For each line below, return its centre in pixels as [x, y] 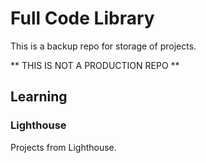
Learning [39, 97]
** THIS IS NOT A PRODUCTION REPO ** [95, 65]
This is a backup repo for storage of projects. [103, 46]
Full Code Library [82, 18]
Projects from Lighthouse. [63, 147]
